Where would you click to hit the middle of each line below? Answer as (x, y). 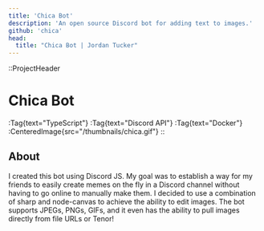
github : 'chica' (35, 30)
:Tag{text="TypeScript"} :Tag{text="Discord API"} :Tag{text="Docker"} (126, 123)
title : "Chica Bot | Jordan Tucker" (77, 46)
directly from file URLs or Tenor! (61, 218)
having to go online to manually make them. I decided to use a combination (132, 192)
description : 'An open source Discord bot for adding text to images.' (130, 23)
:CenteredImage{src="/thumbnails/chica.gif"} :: (87, 132)
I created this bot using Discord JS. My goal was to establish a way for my (130, 176)
